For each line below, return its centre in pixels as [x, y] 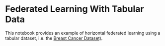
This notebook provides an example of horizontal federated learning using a [83, 33]
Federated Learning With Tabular [75, 9]
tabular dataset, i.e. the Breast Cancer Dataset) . [54, 38]
